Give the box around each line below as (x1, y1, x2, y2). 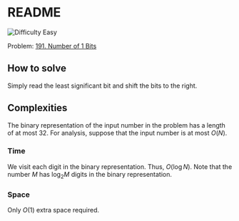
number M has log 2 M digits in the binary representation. (7, 170, 173, 180)
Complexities (7, 102, 68, 114)
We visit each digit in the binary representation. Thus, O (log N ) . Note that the (7, 162, 233, 171)
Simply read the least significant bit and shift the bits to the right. (7, 81, 198, 90)
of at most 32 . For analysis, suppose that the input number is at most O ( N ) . (7, 128, 228, 137)
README (7, 4, 61, 21)
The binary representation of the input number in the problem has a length (7, 120, 226, 129)
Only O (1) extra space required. (7, 205, 100, 214)
